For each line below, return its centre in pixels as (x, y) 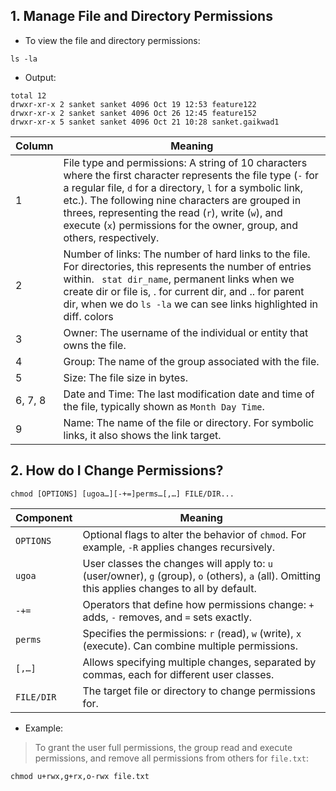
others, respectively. (111, 237)
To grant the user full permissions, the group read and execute (163, 747)
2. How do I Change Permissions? (117, 470)
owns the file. (95, 345)
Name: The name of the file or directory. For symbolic (189, 422)
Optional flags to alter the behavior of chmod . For (194, 534)
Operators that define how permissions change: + (198, 604)
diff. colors (88, 316)
